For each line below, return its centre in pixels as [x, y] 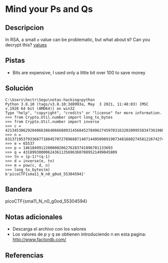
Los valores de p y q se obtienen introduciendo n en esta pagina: [79, 234]
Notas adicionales [34, 217]
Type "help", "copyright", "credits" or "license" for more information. [84, 113]
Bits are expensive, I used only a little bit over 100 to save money [79, 72]
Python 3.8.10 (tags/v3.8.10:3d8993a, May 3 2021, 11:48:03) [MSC [77, 104]
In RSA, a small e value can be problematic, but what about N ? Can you [78, 39]
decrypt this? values [26, 45]
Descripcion [24, 28]
